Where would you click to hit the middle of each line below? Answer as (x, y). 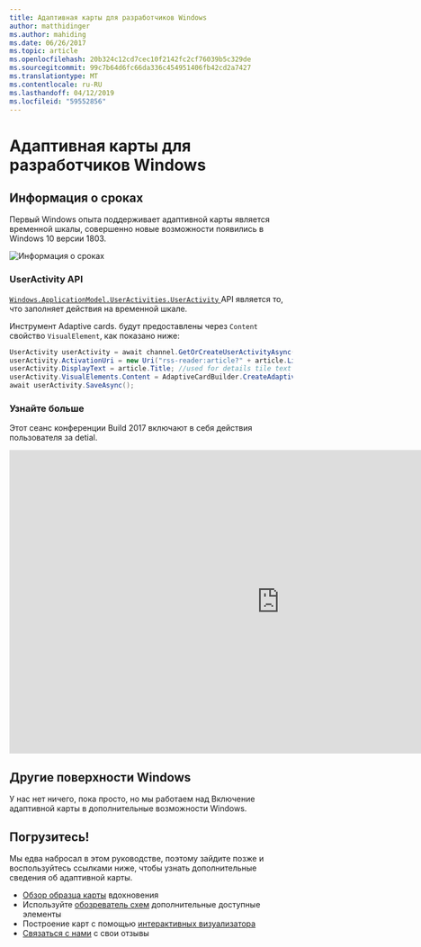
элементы (42, 914)
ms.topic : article (44, 51)
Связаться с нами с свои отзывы (86, 933)
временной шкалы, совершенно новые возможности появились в (137, 229)
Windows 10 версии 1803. (58, 238)
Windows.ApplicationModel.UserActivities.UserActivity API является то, (146, 299)
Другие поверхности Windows (100, 777)
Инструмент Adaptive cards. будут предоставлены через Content (134, 326)
